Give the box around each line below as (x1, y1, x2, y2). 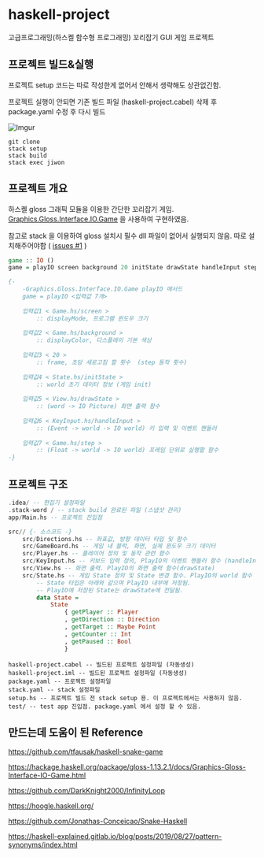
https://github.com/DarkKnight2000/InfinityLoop (8, 786, 166, 796)
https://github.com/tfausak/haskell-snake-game (8, 747, 163, 757)
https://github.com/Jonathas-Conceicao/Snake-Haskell (8, 817, 188, 826)
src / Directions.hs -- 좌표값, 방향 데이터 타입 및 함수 (22, 535, 188, 543)
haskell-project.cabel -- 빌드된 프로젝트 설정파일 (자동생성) (8, 660, 195, 669)
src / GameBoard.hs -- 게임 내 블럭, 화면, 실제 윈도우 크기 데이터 (22, 542, 216, 551)
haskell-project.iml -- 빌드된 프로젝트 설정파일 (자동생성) (8, 669, 188, 677)
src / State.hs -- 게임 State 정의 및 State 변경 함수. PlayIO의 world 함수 (22, 571, 253, 580)
